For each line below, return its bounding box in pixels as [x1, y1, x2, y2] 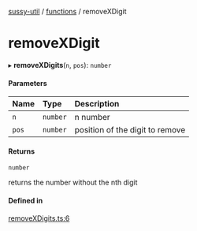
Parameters [8, 78, 47, 88]
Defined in [8, 196, 43, 205]
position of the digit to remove [74, 125, 186, 136]
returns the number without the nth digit [8, 177, 138, 188]
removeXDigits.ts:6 [8, 213, 70, 223]
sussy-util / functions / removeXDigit [8, 7, 127, 16]
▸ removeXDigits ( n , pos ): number [8, 60, 112, 69]
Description [74, 99, 120, 110]
